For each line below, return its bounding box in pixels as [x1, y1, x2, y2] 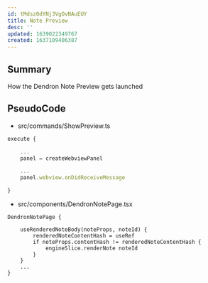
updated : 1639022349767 [7, 30, 78, 38]
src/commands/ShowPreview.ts [17, 122, 111, 130]
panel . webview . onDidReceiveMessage [20, 174, 126, 181]
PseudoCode [7, 102, 66, 114]
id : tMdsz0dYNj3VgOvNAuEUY [7, 10, 87, 18]
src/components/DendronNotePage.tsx [17, 200, 133, 208]
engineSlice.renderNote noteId [45, 245, 138, 252]
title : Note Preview [7, 17, 69, 24]
